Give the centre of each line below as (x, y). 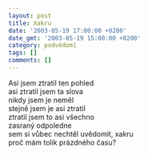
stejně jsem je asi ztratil (47, 108)
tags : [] (23, 53)
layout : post (30, 16)
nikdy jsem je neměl (41, 100)
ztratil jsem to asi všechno (51, 117)
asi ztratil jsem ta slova (46, 91)
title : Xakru (30, 23)
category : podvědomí (43, 46)
